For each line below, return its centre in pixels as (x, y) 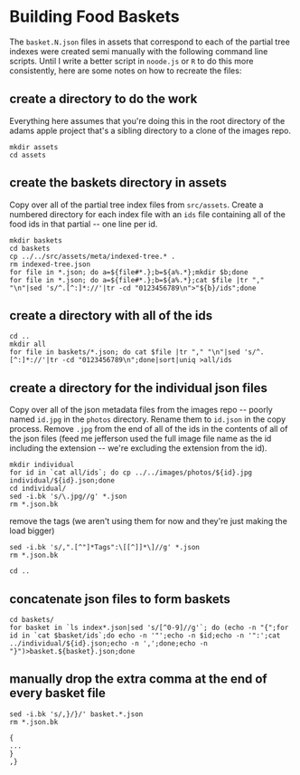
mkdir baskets (36, 240)
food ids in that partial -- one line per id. (84, 224)
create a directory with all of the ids (111, 316)
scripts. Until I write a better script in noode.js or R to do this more (131, 61)
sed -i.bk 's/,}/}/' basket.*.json (76, 714)
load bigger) (32, 531)
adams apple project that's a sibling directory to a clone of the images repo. (150, 130)
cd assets (28, 155)
